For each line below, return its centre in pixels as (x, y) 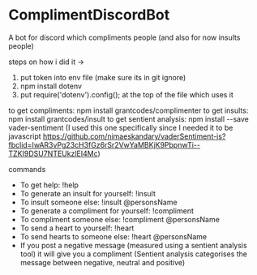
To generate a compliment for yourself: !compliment (107, 211)
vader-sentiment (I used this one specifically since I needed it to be (121, 127)
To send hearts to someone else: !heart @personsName (114, 236)
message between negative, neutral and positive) (103, 262)
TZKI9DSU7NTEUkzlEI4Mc (54, 153)
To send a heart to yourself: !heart (77, 228)
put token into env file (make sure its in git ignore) (103, 77)
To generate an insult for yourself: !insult (88, 193)
